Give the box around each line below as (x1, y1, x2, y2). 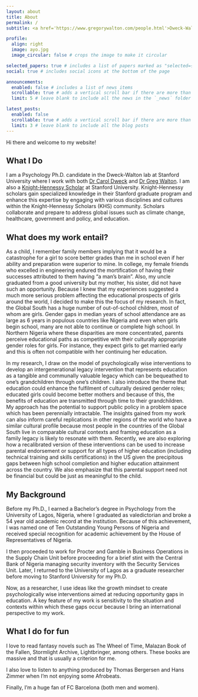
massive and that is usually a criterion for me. (6, 655, 117, 662)
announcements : (6, 79, 44, 85)
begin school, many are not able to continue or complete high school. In (6, 323, 181, 330)
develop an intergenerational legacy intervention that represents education (6, 366, 187, 373)
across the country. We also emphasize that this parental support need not (6, 466, 187, 474)
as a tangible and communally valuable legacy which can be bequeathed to (6, 372, 189, 379)
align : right (11, 41, 44, 47)
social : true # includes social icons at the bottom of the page (6, 68, 170, 74)
